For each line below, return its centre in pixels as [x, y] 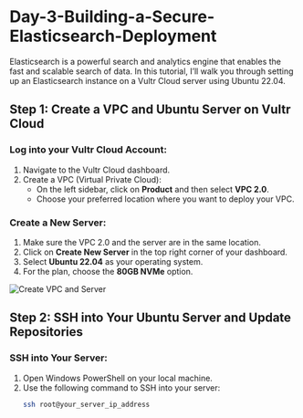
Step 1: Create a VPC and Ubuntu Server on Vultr [150, 110]
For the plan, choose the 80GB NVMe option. [108, 271]
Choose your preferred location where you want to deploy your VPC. [165, 199]
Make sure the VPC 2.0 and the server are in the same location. [142, 242]
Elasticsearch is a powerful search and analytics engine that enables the [145, 61]
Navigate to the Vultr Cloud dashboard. [96, 170]
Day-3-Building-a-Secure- [112, 17]
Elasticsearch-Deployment [113, 36]
